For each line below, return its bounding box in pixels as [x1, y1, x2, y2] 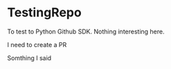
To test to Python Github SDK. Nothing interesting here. [7, 27, 165, 36]
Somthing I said [7, 53, 52, 62]
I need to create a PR [7, 40, 67, 49]
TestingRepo [7, 5, 82, 20]
